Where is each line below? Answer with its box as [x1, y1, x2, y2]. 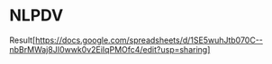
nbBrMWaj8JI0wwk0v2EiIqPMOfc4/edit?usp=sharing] [9, 44, 211, 54]
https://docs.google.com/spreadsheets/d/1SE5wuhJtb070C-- [34, 35, 264, 45]
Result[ [9, 35, 36, 45]
